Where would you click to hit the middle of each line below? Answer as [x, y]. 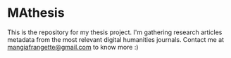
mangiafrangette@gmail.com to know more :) [73, 47]
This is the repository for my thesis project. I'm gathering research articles [115, 32]
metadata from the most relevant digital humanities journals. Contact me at [115, 39]
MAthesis [36, 13]
